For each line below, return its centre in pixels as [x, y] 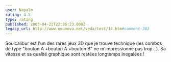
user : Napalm [19, 10]
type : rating [19, 19]
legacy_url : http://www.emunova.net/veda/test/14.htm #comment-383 [77, 29]
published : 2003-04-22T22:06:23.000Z [45, 24]
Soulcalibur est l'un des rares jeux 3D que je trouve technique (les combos [84, 43]
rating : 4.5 [18, 15]
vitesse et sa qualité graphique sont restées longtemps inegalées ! [75, 54]
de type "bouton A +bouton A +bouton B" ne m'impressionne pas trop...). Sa [86, 49]
